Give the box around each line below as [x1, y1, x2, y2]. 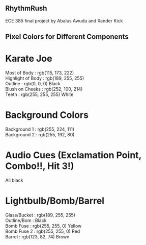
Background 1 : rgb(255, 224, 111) [5, 126, 75, 132]
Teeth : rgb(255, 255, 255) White [5, 91, 74, 97]
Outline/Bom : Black [5, 217, 47, 224]
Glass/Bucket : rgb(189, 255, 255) [5, 212, 75, 218]
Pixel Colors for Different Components [5, 33, 129, 41]
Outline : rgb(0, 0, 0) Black [5, 81, 61, 87]
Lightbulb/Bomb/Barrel [5, 195, 105, 207]
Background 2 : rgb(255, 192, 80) [5, 132, 75, 138]
